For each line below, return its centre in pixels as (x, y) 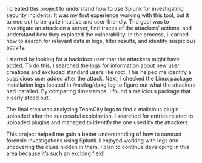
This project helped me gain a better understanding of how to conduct (94, 134)
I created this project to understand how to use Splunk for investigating (95, 9)
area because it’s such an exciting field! (56, 153)
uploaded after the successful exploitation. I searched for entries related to (100, 116)
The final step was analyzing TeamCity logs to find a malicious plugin (93, 109)
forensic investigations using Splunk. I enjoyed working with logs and (93, 141)
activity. (16, 47)
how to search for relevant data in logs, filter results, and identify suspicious (101, 41)
